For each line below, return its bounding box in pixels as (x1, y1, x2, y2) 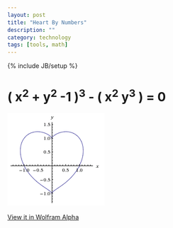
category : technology (7, 34, 72, 41)
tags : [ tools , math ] (7, 41, 69, 49)
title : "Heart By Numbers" (7, 18, 87, 26)
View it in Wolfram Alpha (7, 213, 79, 222)
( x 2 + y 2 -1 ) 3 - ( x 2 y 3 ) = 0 (7, 86, 167, 106)
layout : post (7, 11, 46, 18)
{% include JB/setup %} (7, 62, 78, 70)
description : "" (7, 26, 55, 33)
